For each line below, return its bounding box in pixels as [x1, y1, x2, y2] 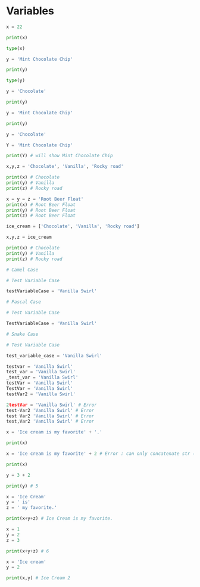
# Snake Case [6, 331, 39, 337]
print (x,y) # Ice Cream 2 [6, 575, 70, 581]
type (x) [6, 45, 26, 51]
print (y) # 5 [6, 483, 39, 489]
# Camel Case [6, 267, 39, 273]
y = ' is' [6, 499, 31, 505]
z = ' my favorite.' [6, 505, 58, 511]
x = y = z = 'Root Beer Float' [6, 196, 84, 202]
